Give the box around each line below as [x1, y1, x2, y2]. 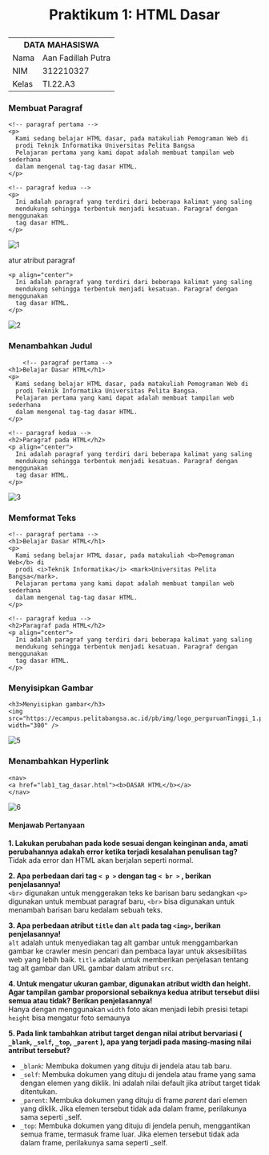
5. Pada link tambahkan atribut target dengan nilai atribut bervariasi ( [8, 1028, 243, 1038]
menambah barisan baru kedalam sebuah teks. [8, 905, 163, 914]
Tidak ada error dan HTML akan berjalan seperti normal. [8, 855, 194, 864]
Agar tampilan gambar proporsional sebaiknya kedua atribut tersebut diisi [8, 987, 260, 997]
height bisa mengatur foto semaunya [8, 1013, 130, 1023]
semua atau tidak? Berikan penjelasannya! [8, 995, 153, 1005]
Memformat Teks [8, 512, 77, 523]
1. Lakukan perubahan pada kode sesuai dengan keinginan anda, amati [8, 838, 248, 848]
